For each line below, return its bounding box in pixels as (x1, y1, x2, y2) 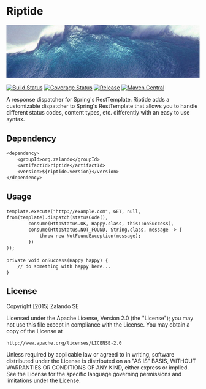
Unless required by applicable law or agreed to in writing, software (6, 350, 175, 358)
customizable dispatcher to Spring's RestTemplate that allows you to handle (6, 102, 198, 110)
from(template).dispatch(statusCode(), (6, 214, 109, 221)
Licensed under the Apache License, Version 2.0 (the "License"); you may (6, 314, 194, 322)
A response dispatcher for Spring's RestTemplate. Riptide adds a (6, 96, 170, 104)
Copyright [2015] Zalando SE (6, 302, 79, 310)
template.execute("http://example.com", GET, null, (6, 208, 141, 215)
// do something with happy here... (17, 263, 112, 270)
